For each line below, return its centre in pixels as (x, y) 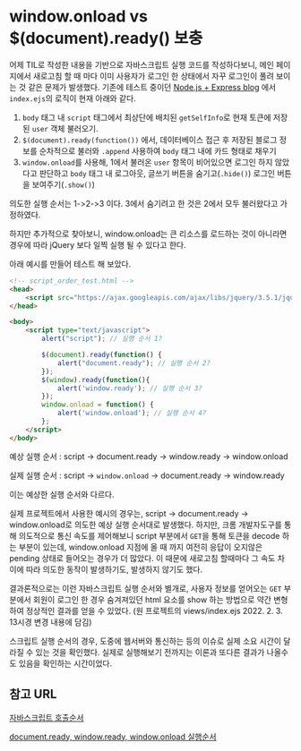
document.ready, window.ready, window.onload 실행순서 (113, 737)
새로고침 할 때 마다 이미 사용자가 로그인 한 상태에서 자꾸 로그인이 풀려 (154, 76)
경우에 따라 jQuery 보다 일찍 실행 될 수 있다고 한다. (98, 244)
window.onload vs (78, 17)
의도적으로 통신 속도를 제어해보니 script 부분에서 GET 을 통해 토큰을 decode (149, 535)
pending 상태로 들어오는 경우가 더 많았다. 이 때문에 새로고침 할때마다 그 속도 (142, 558)
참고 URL (33, 694)
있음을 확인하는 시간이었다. (65, 663)
